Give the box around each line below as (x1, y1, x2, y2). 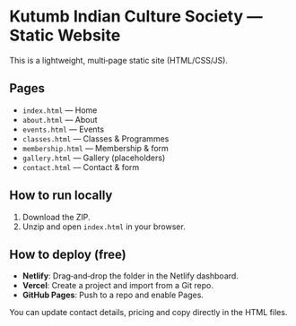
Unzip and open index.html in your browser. (22, 221, 186, 232)
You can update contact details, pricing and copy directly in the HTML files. (9, 307, 288, 318)
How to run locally (9, 188, 113, 203)
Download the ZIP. (22, 211, 91, 222)
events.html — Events (22, 124, 105, 134)
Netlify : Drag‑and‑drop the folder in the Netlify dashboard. (22, 270, 239, 281)
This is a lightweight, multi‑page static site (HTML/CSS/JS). (9, 55, 229, 65)
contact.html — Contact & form (22, 161, 140, 172)
